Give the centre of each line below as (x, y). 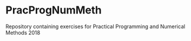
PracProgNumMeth (54, 10)
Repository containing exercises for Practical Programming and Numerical (95, 26)
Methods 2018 (23, 32)
